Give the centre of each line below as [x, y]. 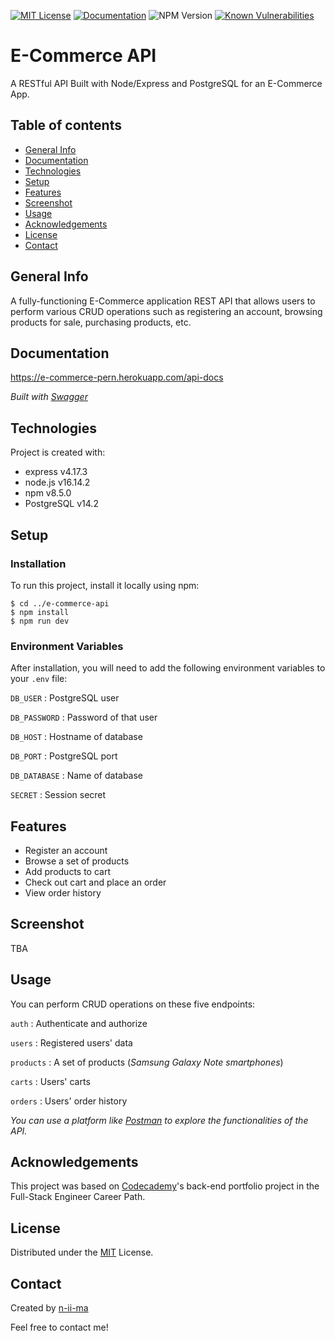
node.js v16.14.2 [57, 482]
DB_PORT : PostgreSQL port [64, 756]
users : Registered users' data [71, 1042]
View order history [63, 892]
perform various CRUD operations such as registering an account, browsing [166, 311]
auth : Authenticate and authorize [79, 1023]
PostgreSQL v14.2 [61, 504]
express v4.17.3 [56, 472]
